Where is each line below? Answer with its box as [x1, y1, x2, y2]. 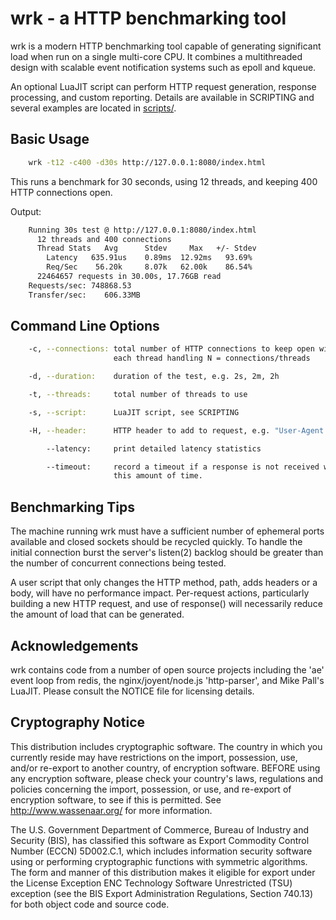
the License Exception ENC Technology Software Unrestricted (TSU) [10, 877, 293, 889]
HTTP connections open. [10, 186, 113, 198]
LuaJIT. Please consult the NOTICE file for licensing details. [10, 685, 255, 697]
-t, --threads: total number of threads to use [28, 390, 248, 400]
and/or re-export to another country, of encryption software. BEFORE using [10, 762, 321, 774]
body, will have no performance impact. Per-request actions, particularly [10, 587, 310, 599]
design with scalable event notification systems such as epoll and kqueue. [10, 61, 317, 73]
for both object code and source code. [10, 898, 170, 910]
